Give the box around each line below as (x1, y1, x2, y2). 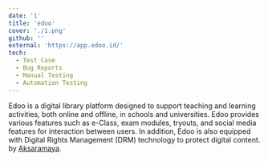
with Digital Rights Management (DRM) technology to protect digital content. (8, 135, 261, 144)
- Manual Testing (15, 71, 74, 79)
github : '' (8, 34, 45, 42)
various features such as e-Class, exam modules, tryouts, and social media (8, 118, 257, 127)
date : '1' (8, 11, 42, 20)
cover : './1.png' (8, 26, 67, 34)
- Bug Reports (15, 64, 63, 72)
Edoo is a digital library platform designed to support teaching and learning (8, 101, 257, 111)
